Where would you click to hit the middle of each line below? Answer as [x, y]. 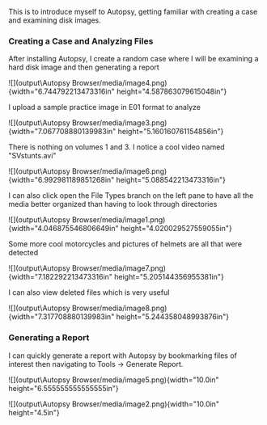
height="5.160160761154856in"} [171, 132]
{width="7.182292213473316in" [61, 277]
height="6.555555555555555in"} [64, 388]
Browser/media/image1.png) [119, 220]
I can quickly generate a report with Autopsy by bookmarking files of [123, 356]
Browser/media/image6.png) [119, 171]
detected [23, 253]
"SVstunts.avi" [32, 156]
